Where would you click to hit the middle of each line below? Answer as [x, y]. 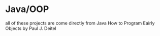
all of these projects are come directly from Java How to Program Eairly [80, 23]
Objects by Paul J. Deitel [31, 28]
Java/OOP [27, 9]
